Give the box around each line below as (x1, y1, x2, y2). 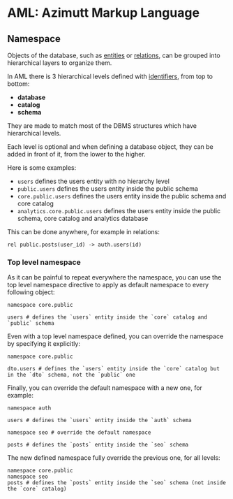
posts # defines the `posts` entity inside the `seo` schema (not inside (7, 479, 227, 486)
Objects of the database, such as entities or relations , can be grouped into (7, 51, 221, 59)
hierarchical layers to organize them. (7, 59, 112, 67)
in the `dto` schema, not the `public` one (7, 372, 136, 379)
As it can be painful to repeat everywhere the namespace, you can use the (7, 273, 222, 282)
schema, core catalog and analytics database (17, 215, 149, 222)
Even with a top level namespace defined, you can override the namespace (7, 332, 224, 340)
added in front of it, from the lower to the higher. (7, 150, 146, 158)
